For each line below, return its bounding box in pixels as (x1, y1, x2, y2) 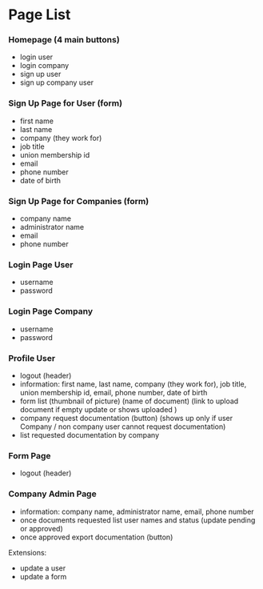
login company (19, 61, 70, 70)
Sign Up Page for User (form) (8, 98, 122, 109)
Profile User (8, 352, 56, 363)
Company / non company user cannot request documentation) (19, 422, 226, 431)
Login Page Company (8, 306, 94, 317)
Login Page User (8, 259, 74, 270)
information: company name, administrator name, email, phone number (19, 507, 254, 516)
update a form (19, 571, 67, 581)
